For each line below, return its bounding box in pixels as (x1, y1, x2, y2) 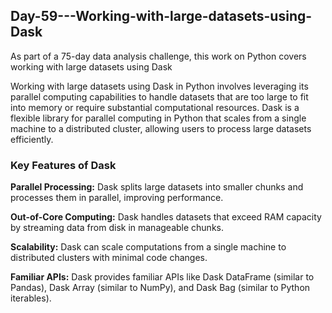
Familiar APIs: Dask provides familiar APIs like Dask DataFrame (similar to (10, 271, 315, 283)
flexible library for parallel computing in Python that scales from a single (10, 112, 307, 124)
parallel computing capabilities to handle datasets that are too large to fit (10, 90, 309, 103)
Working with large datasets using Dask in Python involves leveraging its (10, 80, 309, 92)
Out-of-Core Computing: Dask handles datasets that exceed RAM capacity (10, 211, 322, 223)
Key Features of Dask (10, 158, 117, 172)
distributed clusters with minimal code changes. (10, 252, 208, 264)
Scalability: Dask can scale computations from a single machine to (10, 241, 287, 253)
